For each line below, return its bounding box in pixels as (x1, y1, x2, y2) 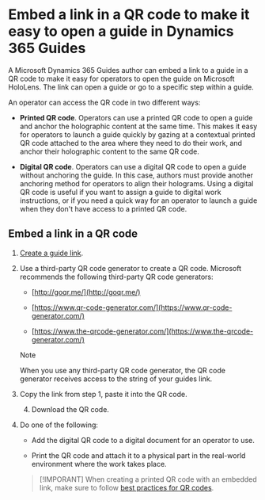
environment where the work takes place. (31, 459, 168, 468)
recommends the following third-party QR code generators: (19, 272, 214, 281)
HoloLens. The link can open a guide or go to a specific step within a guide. (8, 82, 255, 92)
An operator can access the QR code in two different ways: (8, 97, 201, 107)
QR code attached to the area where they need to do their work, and (19, 138, 243, 147)
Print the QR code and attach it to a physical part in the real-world (31, 450, 246, 460)
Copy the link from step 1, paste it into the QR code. (19, 389, 187, 399)
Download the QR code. (31, 404, 109, 414)
